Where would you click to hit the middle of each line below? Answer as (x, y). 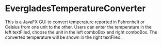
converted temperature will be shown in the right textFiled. (64, 37)
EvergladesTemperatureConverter (75, 8)
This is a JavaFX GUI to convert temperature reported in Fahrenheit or (75, 22)
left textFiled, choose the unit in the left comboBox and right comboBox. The (81, 32)
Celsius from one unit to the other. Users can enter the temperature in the (78, 27)
